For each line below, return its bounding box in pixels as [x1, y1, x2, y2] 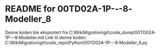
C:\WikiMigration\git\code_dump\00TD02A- [69, 29, 157, 35]
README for [5, 3, 56, 14]
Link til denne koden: [45, 35, 87, 40]
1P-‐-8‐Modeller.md [5, 35, 44, 40]
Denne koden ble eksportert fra [5, 29, 68, 35]
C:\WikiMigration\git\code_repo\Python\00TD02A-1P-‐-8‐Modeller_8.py [5, 39, 147, 45]
